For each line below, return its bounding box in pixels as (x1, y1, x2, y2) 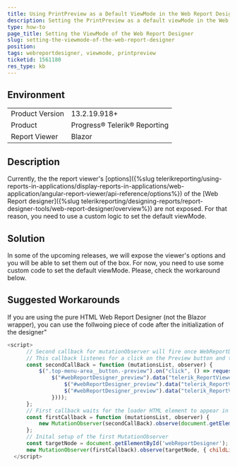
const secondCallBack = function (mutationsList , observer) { (25, 361, 213, 368)
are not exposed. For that (154, 205, 228, 213)
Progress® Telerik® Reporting (71, 121, 169, 131)
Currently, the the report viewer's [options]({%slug (7, 174, 155, 183)
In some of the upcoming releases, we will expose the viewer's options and (7, 251, 226, 260)
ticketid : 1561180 (7, 56, 61, 63)
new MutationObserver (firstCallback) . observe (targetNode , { (25, 446, 207, 454)
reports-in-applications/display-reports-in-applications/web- (7, 182, 185, 190)
